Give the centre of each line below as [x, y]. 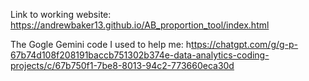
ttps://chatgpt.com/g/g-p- [245, 44]
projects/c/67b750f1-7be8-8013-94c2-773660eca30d [122, 65]
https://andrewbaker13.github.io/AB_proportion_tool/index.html [140, 25]
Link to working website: [61, 14]
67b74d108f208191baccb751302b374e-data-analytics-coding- [140, 55]
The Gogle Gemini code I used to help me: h [101, 44]
